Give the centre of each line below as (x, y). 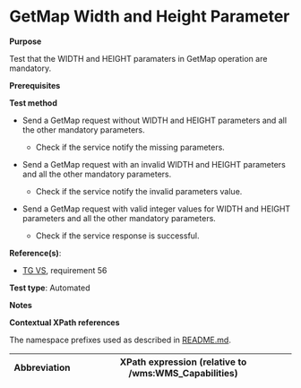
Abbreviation (42, 367)
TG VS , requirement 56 (64, 270)
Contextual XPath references (64, 322)
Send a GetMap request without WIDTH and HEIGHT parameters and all (155, 120)
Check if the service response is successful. (117, 236)
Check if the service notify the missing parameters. (130, 147)
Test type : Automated (50, 288)
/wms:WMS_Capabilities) (183, 373)
